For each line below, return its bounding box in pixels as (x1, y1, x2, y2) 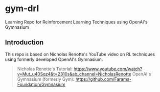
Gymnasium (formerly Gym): (17, 76, 75, 82)
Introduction (5, 38, 44, 47)
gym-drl (5, 3, 39, 14)
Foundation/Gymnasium (17, 81, 66, 87)
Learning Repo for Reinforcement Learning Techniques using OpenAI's (5, 19, 148, 25)
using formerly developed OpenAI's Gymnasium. (5, 56, 103, 62)
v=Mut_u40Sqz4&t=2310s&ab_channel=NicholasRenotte (17, 71, 132, 77)
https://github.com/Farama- (75, 76, 132, 82)
